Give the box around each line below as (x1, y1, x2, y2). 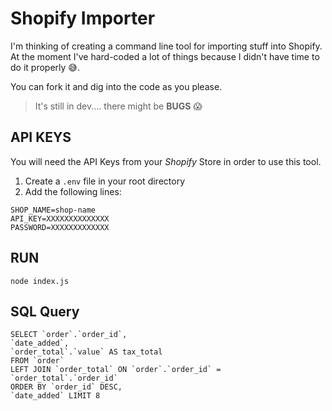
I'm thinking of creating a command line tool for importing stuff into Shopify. (10, 40, 323, 52)
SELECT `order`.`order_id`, (10, 330, 128, 340)
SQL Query (10, 303, 80, 320)
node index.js (10, 276, 70, 286)
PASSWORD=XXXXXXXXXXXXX (10, 222, 110, 232)
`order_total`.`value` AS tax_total (10, 347, 163, 357)
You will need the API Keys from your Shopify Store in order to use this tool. (10, 155, 322, 167)
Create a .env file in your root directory (24, 175, 185, 187)
